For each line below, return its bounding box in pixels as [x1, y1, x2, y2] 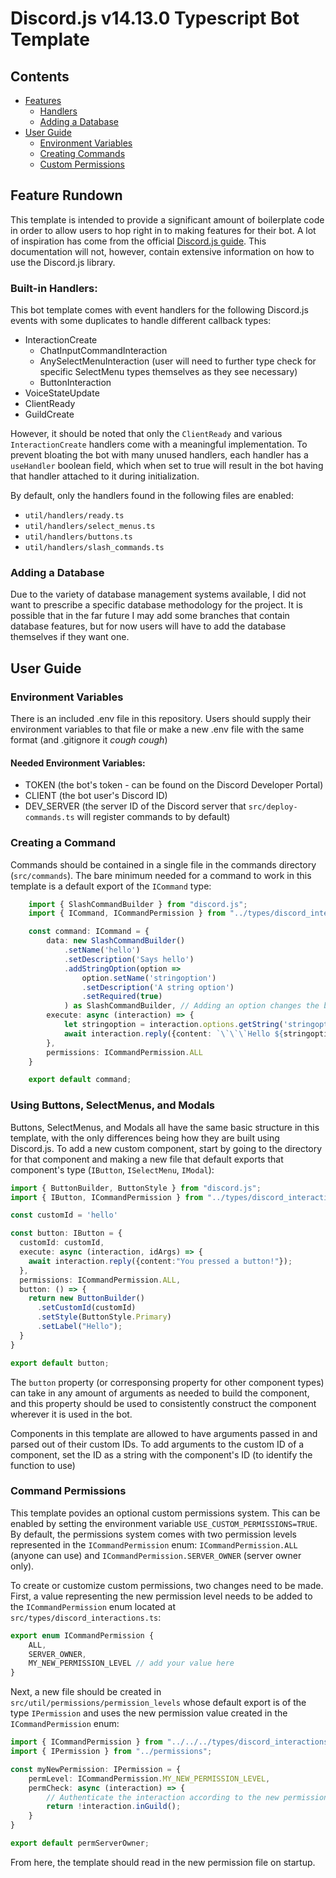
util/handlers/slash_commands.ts [24, 543, 165, 553]
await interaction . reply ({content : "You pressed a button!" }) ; [28, 1256, 293, 1266]
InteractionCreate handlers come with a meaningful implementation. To [10, 438, 308, 451]
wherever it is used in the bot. [10, 1408, 133, 1420]
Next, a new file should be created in [10, 1686, 162, 1698]
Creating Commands [39, 148, 126, 159]
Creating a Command [10, 836, 116, 850]
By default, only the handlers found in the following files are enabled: [10, 490, 294, 502]
